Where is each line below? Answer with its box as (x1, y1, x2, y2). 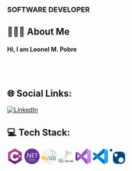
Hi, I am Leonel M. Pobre (7, 45, 77, 53)
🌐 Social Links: (7, 87, 72, 99)
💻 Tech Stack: (7, 126, 70, 138)
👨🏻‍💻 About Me (7, 26, 70, 38)
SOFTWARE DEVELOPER (7, 5, 90, 14)
